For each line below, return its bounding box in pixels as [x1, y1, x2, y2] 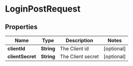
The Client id [59, 45, 89, 52]
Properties [5, 23, 38, 31]
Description [65, 37, 93, 44]
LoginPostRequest [5, 3, 81, 15]
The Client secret [59, 53, 99, 60]
